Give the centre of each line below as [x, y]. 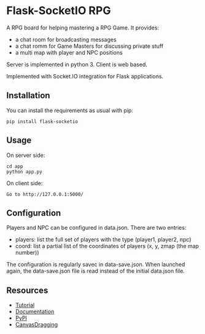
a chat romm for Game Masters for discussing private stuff [89, 46]
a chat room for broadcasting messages [66, 39]
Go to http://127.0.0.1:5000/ [45, 194]
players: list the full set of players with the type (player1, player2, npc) [103, 240]
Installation [28, 96]
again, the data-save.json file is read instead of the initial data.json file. [96, 271]
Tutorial [25, 305]
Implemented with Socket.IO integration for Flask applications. [85, 76]
